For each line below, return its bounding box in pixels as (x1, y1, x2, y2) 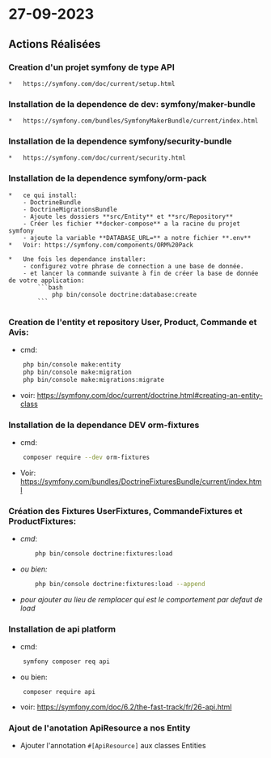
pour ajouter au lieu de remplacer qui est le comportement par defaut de (19, 594, 263, 604)
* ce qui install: (8, 191, 78, 199)
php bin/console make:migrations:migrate (23, 375, 164, 383)
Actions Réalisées (8, 37, 101, 51)
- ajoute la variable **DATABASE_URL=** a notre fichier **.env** (23, 233, 252, 242)
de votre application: (8, 276, 85, 285)
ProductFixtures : (8, 516, 77, 527)
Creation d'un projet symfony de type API (8, 62, 176, 73)
